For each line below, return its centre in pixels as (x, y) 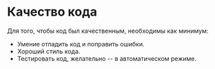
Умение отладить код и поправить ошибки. (81, 44)
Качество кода (52, 12)
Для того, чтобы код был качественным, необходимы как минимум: (108, 31)
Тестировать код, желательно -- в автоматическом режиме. (107, 58)
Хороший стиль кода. (49, 51)
